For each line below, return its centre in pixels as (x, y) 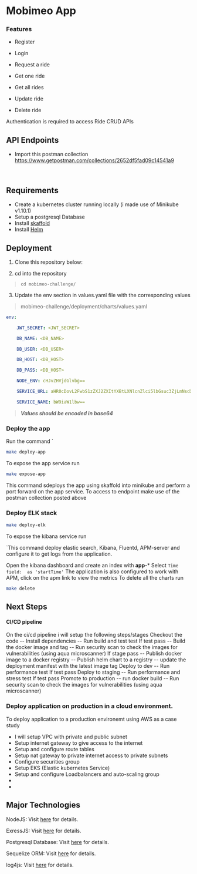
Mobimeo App (41, 11)
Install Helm (29, 230)
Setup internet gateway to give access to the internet (79, 743)
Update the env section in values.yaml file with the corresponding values (102, 295)
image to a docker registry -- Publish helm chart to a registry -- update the (96, 660)
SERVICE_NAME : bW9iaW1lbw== (51, 402)
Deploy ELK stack (32, 513)
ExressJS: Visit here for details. (44, 831)
